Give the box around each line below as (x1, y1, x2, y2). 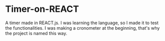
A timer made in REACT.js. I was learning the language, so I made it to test (5, 20, 159, 26)
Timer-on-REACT (5, 3, 79, 15)
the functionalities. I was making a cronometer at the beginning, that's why (5, 25, 160, 31)
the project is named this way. (5, 30, 67, 36)
